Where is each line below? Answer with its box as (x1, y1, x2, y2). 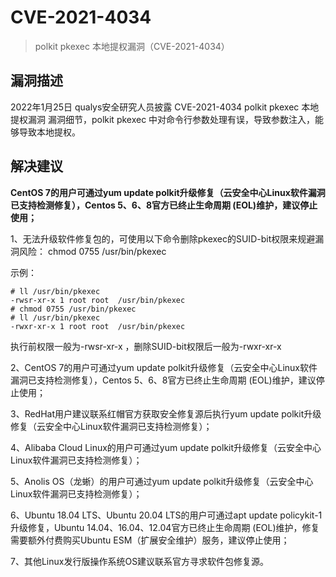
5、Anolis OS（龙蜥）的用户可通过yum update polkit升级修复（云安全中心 (10, 475, 314, 487)
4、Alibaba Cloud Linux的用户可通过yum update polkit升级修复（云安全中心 (10, 441, 322, 453)
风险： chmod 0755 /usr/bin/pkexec (18, 245, 167, 257)
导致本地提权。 (18, 126, 81, 138)
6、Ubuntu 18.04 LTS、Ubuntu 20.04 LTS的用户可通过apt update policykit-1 (10, 509, 323, 521)
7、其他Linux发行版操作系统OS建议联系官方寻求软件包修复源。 (10, 555, 270, 567)
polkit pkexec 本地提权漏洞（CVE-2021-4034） (34, 40, 230, 52)
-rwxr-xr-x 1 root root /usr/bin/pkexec (10, 321, 186, 331)
